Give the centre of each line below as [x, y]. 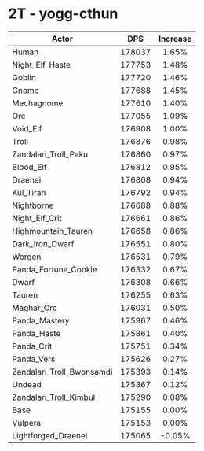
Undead [27, 384]
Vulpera [27, 423]
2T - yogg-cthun [63, 14]
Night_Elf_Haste [42, 65]
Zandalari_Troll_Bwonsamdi [62, 372]
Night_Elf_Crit [37, 218]
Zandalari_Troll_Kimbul [54, 397]
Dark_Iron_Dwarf [43, 243]
